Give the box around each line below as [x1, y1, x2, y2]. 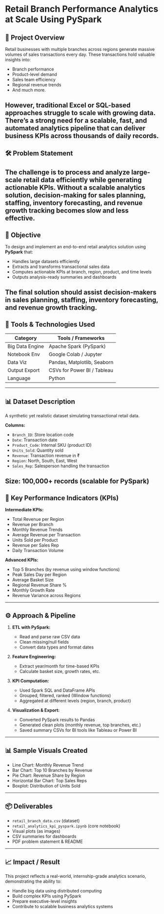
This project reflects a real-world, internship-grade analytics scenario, [5, 873, 146, 879]
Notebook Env [7, 351, 40, 358]
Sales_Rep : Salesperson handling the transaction [12, 463, 110, 469]
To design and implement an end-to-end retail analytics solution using [5, 243, 146, 249]
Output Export [7, 367, 40, 374]
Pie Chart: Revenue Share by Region [12, 772, 85, 778]
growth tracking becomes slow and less [5, 207, 129, 215]
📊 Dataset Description [5, 397, 76, 406]
